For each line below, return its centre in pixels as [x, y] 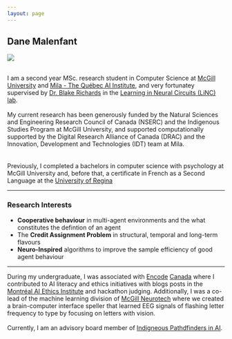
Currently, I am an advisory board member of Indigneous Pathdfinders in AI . [115, 327]
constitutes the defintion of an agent [69, 227]
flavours [29, 242]
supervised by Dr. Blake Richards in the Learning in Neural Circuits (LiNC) [112, 93]
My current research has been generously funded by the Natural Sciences [113, 115]
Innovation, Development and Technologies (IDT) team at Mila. [96, 144]
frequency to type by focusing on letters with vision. [81, 313]
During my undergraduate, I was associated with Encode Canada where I [111, 276]
